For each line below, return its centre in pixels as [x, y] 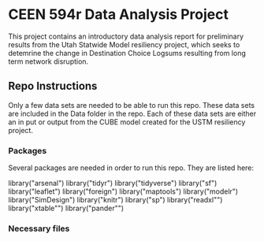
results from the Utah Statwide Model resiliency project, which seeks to [124, 44]
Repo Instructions [53, 86]
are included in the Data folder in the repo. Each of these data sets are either [132, 113]
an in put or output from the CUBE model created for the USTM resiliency [127, 122]
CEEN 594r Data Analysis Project [118, 15]
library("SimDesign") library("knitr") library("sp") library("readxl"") [115, 200]
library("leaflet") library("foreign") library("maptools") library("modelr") [123, 191]
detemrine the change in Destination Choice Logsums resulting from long [127, 53]
